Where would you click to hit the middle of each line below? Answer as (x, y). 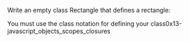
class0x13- (166, 23)
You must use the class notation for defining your (78, 23)
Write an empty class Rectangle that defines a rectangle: (89, 10)
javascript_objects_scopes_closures (59, 31)
